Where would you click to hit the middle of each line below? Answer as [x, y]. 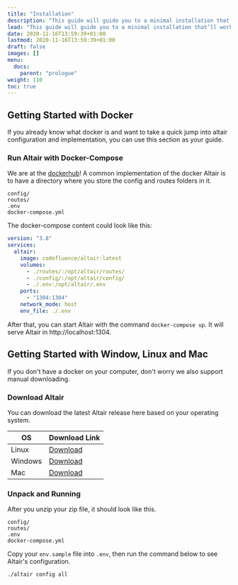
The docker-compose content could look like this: [80, 226]
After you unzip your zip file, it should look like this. [82, 509]
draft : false [27, 47]
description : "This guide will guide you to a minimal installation [110, 21]
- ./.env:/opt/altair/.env [66, 285]
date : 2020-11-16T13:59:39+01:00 [57, 34]
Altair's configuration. [39, 562]
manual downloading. [39, 379]
